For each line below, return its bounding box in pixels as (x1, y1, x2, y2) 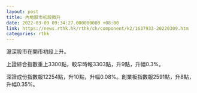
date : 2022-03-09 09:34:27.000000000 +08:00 (6, 20, 119, 26)
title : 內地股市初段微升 (6, 14, 61, 20)
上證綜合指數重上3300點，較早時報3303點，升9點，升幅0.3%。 (6, 61, 164, 68)
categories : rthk (6, 31, 50, 37)
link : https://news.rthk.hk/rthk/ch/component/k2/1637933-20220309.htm (6, 25, 189, 32)
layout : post (6, 8, 39, 15)
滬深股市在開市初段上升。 (6, 48, 69, 55)
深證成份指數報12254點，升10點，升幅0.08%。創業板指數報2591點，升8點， (6, 73, 195, 80)
